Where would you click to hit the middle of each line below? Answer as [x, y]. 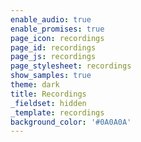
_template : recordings [57, 112]
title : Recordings [48, 94]
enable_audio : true [51, 19]
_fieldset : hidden [48, 103]
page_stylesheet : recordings [71, 66]
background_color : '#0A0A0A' [71, 122]
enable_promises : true [57, 29]
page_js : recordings [53, 57]
